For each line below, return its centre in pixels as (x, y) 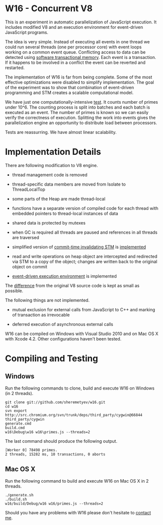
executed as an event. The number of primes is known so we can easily (77, 112)
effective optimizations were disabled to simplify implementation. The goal (80, 82)
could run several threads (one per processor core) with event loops (73, 47)
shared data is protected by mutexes (49, 223)
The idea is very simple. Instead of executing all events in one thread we (77, 41)
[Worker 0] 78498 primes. (31, 450)
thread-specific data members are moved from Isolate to (69, 184)
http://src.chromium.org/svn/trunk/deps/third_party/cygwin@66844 (74, 415)
